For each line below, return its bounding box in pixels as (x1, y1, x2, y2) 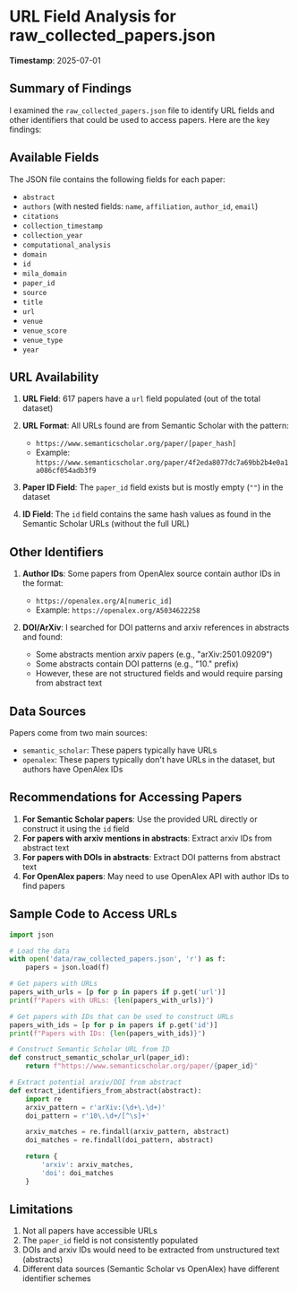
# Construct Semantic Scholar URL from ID (9, 1045, 170, 1054)
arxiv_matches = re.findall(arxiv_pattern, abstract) (25, 1128, 230, 1137)
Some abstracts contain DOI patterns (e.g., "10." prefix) (35, 659, 239, 669)
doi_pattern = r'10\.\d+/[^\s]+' (25, 1111, 150, 1121)
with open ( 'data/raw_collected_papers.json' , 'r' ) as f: (9, 955, 226, 964)
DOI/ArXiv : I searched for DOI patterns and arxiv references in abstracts (21, 622, 290, 633)
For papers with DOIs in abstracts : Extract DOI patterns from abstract (21, 851, 281, 862)
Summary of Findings (9, 81, 132, 96)
